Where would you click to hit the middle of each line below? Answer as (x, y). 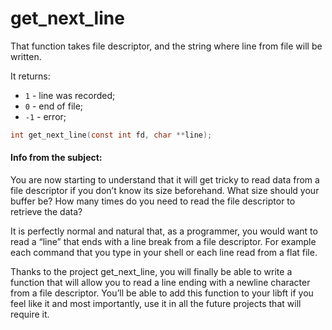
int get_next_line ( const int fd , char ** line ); (111, 135)
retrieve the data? (46, 212)
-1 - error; (45, 116)
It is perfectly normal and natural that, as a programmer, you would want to (164, 231)
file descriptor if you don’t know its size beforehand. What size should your (165, 191)
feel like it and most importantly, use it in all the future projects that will (156, 304)
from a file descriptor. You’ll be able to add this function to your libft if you (162, 293)
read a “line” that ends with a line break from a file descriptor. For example (163, 242)
